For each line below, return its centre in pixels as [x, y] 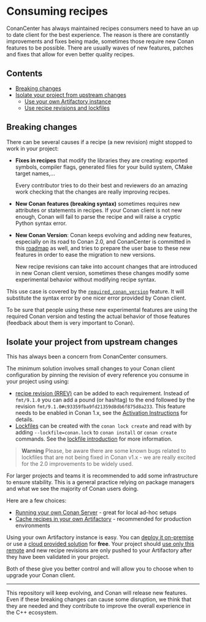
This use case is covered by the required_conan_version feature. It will [95, 291]
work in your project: [32, 148]
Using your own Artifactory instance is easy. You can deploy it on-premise [100, 537]
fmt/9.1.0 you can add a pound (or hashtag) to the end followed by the [105, 400]
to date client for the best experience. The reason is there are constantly [98, 34]
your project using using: [38, 382]
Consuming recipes [57, 11]
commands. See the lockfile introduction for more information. [94, 439]
